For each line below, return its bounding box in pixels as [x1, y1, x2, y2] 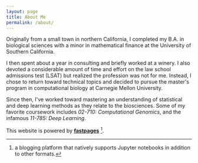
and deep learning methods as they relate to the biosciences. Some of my [6, 102, 186, 109]
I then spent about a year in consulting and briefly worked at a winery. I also [6, 59, 190, 66]
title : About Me [6, 14, 46, 20]
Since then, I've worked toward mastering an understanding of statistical [6, 96, 183, 103]
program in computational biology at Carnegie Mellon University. [6, 85, 163, 92]
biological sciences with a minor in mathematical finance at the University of [6, 42, 192, 49]
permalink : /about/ [6, 19, 54, 25]
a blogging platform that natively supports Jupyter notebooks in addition [14, 144, 190, 151]
